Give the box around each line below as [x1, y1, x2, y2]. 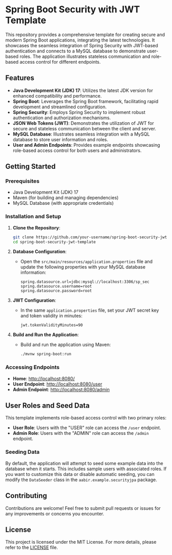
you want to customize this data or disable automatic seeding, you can [5, 471, 155, 477]
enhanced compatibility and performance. [12, 92, 102, 99]
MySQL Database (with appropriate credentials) [12, 200, 114, 206]
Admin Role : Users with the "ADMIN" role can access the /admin [12, 430, 149, 436]
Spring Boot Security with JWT [5, 4, 140, 15]
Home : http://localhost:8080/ [12, 375, 75, 381]
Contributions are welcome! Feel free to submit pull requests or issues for [5, 505, 161, 511]
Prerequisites [5, 178, 40, 185]
